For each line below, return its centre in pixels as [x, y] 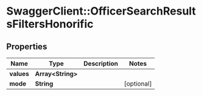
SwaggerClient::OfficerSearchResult [101, 11]
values [19, 74]
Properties [27, 46]
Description [101, 63]
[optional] [138, 84]
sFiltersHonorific [50, 24]
